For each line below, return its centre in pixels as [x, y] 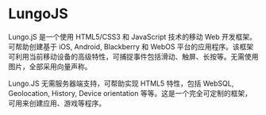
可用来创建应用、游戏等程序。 [57, 103]
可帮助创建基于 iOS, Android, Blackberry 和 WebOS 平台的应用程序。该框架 [131, 46]
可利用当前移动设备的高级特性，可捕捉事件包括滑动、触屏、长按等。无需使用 [133, 56]
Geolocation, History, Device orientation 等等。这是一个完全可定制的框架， [130, 93]
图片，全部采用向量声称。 [50, 66]
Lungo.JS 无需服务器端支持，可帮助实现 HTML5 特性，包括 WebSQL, [121, 83]
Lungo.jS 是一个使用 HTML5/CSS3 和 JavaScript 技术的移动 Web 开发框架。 [132, 36]
